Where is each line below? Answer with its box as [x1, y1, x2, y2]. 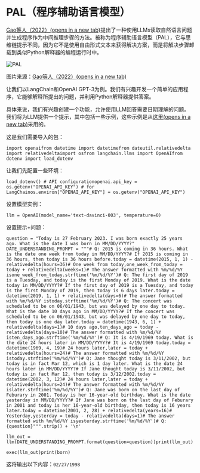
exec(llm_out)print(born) [6, 449, 70, 455]
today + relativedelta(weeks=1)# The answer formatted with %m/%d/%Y [6, 267, 183, 273]
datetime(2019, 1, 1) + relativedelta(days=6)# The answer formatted [6, 293, 183, 299]
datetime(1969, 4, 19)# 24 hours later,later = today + [6, 345, 148, 351]
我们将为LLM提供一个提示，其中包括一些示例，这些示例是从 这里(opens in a [6, 113, 191, 120]
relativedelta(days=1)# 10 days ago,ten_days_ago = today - [6, 324, 159, 330]
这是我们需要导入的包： [6, 133, 64, 140]
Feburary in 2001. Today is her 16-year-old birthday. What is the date [6, 392, 191, 398]
